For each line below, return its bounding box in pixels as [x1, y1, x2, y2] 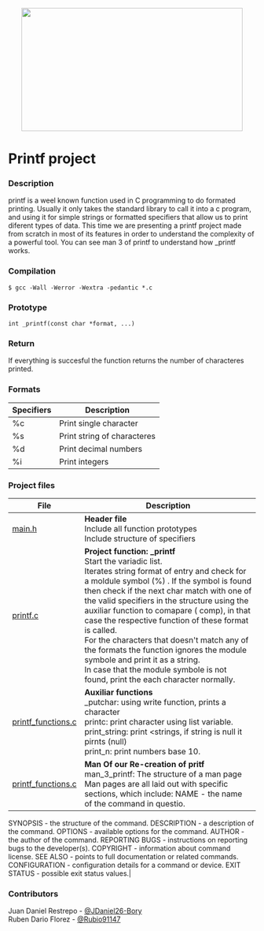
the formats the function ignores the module [84, 644, 247, 655]
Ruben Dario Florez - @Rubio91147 [8, 914, 121, 924]
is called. [84, 624, 118, 635]
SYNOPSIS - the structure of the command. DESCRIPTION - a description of [8, 818, 255, 828]
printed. [8, 364, 34, 374]
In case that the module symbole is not [84, 664, 227, 675]
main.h [12, 523, 38, 534]
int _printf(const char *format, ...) [8, 320, 135, 328]
